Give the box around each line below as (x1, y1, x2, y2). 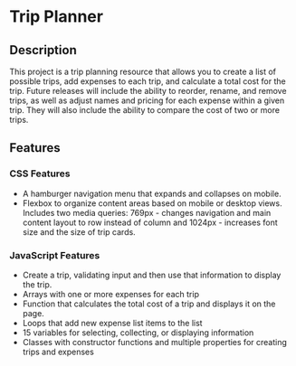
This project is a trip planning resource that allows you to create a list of (9, 66, 277, 77)
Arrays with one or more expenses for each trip (22, 288, 199, 299)
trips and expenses (22, 346, 95, 357)
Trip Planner (9, 6, 104, 27)
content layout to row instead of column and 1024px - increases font (22, 217, 278, 228)
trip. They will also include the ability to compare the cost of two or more (9, 105, 281, 115)
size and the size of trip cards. (22, 226, 136, 237)
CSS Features (9, 167, 71, 180)
